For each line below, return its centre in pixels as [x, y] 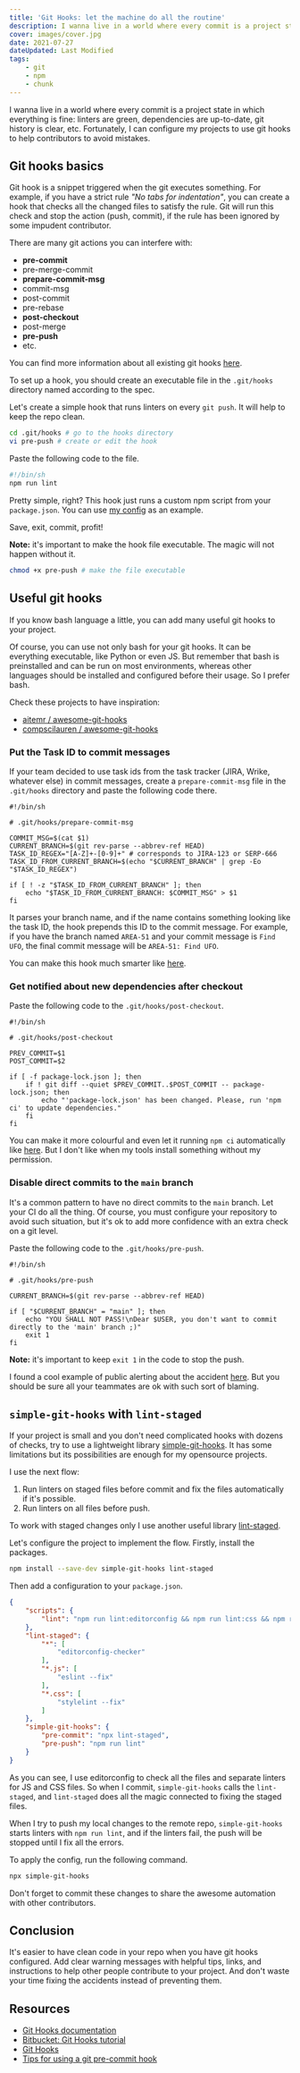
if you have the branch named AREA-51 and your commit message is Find [142, 936]
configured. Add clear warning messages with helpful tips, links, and [135, 1962]
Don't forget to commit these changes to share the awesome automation [143, 1893]
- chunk [39, 84]
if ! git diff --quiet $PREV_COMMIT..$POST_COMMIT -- [127, 1085]
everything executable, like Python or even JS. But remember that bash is [144, 656]
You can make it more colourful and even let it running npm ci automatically [147, 1140]
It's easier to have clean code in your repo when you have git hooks [134, 1952]
